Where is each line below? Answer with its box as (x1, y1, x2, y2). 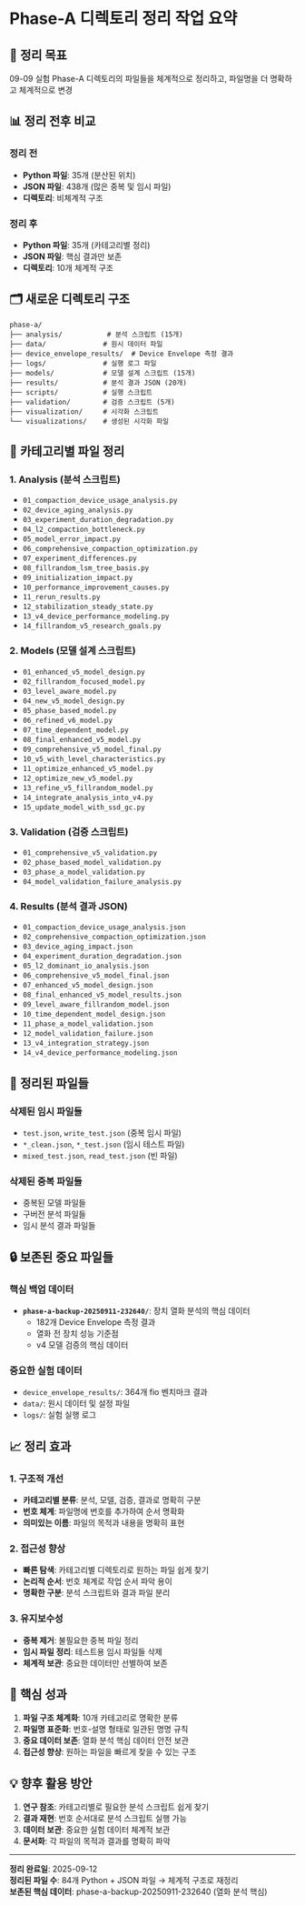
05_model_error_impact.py (22, 535, 121, 544)
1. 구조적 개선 (9, 1472, 64, 1485)
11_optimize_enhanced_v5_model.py (22, 764, 153, 773)
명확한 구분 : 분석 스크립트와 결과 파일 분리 (22, 1588, 171, 1599)
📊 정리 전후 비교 (9, 114, 96, 129)
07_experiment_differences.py (22, 554, 138, 564)
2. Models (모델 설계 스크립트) (9, 645, 136, 657)
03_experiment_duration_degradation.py (22, 516, 174, 525)
